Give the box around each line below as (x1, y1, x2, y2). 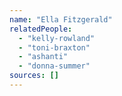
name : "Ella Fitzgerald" (9, 14, 113, 25)
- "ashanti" (18, 52, 69, 62)
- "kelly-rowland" (18, 33, 96, 43)
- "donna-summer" (18, 61, 91, 71)
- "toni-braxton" (18, 42, 91, 53)
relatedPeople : (9, 24, 73, 34)
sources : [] (9, 71, 59, 81)
